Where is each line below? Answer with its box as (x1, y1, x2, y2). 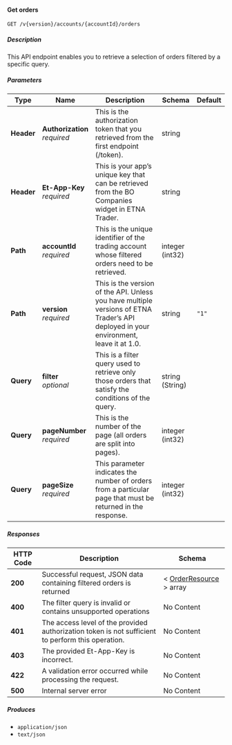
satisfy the (95, 385, 130, 395)
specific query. (7, 60, 50, 68)
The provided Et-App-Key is (41, 646, 135, 656)
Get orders (7, 6, 39, 14)
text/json (17, 731, 46, 738)
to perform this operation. (41, 635, 125, 645)
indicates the (95, 468, 137, 477)
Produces (7, 705, 36, 713)
